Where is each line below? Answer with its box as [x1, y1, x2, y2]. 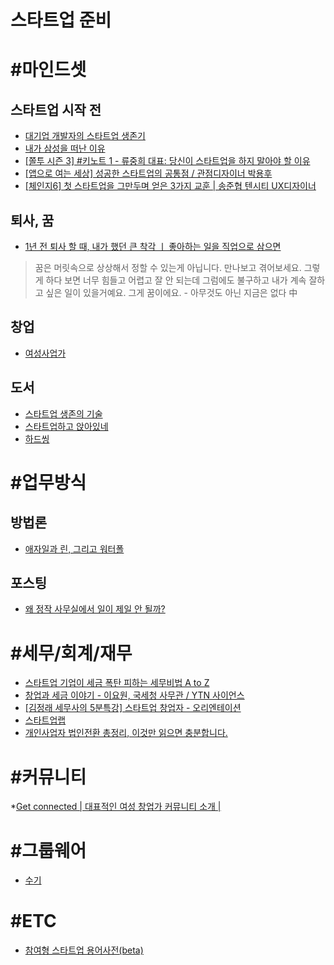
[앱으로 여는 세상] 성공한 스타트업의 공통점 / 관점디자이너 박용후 [24, 167, 273, 180]
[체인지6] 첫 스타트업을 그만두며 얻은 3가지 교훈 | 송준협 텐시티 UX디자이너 [24, 180, 317, 192]
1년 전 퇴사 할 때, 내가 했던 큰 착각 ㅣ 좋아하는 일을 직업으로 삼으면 [24, 241, 282, 252]
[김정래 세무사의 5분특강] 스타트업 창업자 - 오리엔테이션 [24, 702, 242, 714]
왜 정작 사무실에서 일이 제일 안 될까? [24, 603, 166, 615]
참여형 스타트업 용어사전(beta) [24, 944, 144, 956]
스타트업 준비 [10, 9, 112, 32]
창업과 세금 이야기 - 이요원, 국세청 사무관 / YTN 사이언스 [24, 689, 245, 701]
